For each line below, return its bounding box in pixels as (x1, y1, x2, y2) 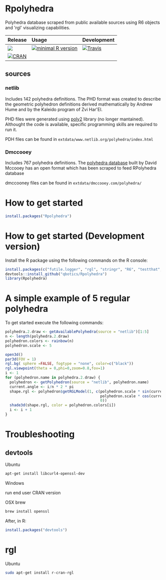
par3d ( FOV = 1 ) (5, 356, 37, 362)
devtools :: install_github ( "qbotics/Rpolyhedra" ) (5, 271, 107, 277)
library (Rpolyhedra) (5, 276, 48, 281)
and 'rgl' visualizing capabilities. (5, 24, 71, 30)
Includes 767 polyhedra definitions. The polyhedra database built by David (5, 160, 157, 166)
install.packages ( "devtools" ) (5, 527, 68, 532)
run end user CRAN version (5, 489, 61, 496)
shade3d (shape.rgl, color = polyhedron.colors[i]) (9, 403, 116, 408)
